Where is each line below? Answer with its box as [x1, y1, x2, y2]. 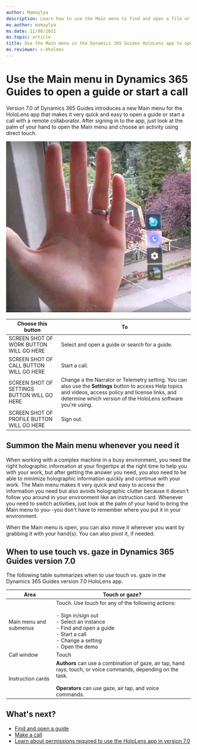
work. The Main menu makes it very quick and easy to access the [6, 481, 165, 488]
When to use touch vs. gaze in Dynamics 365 [6, 547, 175, 557]
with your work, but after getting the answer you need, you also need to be [6, 469, 186, 476]
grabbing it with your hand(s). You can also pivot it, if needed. [6, 530, 155, 537]
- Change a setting [56, 637, 102, 644]
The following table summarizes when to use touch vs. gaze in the [6, 571, 166, 579]
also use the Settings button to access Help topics [60, 382, 183, 389]
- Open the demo [56, 643, 98, 650]
